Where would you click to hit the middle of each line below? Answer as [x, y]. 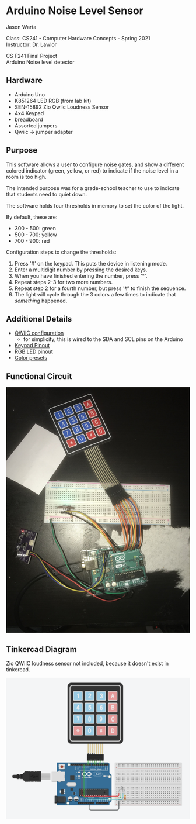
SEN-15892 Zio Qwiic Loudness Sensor [62, 107]
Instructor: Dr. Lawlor [32, 44]
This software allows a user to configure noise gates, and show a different [95, 164]
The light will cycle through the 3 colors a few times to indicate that [95, 294]
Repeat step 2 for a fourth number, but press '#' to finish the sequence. [100, 288]
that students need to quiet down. [47, 194]
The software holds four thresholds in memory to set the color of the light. [95, 205]
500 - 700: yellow [36, 235]
